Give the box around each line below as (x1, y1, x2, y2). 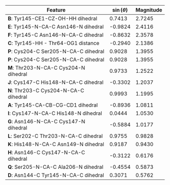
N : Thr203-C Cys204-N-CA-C (8, 87, 84, 94)
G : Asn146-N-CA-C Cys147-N (8, 118, 86, 125)
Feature (47, 7, 66, 13)
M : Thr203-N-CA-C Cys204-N (8, 64, 86, 71)
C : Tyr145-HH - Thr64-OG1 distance (8, 40, 100, 47)
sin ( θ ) (112, 7, 128, 13)
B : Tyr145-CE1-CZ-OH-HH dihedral (8, 15, 98, 22)
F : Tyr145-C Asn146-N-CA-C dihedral (8, 31, 104, 38)
